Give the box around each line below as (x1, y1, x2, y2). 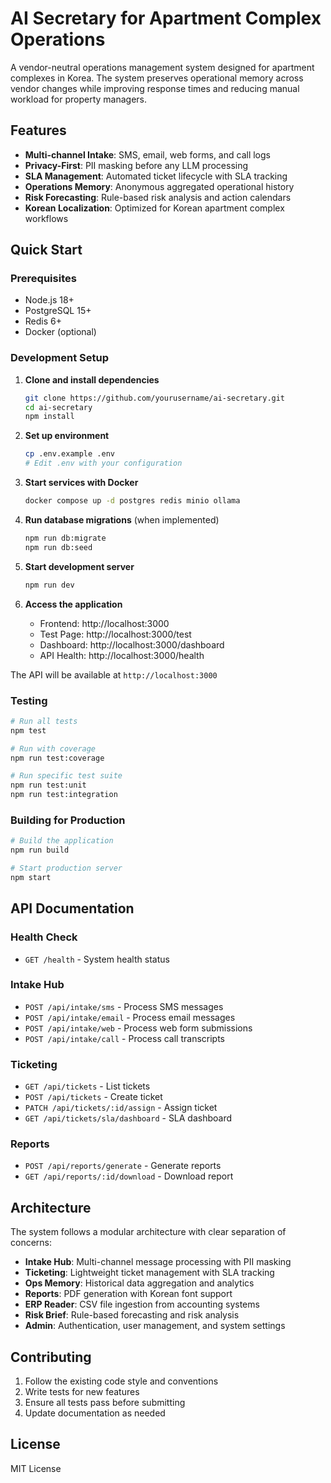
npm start (10, 872, 52, 882)
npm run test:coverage (10, 753, 105, 763)
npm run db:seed (24, 542, 93, 552)
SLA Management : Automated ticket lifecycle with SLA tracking (24, 170, 288, 182)
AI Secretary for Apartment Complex (10, 7, 322, 30)
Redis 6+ (24, 315, 62, 327)
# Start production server (10, 863, 123, 874)
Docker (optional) (24, 326, 97, 338)
